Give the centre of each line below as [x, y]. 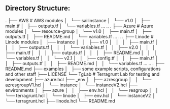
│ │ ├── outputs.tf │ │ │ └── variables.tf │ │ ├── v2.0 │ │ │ [80, 47]
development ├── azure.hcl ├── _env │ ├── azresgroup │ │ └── [78, 79]
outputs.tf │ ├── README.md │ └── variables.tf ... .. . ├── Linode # [79, 36]
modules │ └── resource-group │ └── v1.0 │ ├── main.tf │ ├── [78, 31]
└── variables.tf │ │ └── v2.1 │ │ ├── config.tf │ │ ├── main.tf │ [82, 58]
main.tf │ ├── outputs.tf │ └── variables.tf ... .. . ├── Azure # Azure [79, 26]
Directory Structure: [38, 8]
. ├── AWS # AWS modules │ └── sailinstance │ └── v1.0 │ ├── [78, 20]
